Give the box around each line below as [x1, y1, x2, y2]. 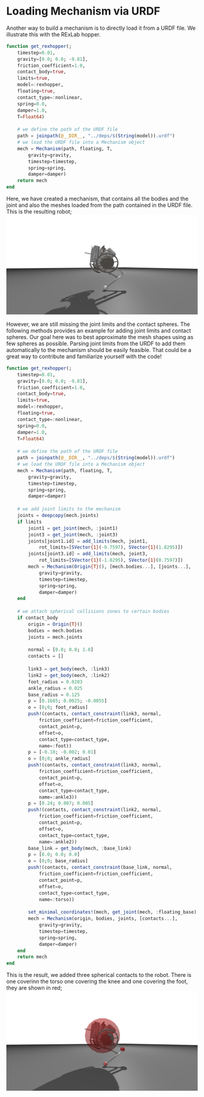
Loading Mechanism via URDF [6, 4, 161, 18]
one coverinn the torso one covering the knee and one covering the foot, [6, 978, 188, 985]
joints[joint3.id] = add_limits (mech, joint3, [28, 551, 148, 557]
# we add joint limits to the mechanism [17, 506, 121, 512]
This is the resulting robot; [6, 208, 72, 215]
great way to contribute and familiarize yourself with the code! [6, 353, 162, 360]
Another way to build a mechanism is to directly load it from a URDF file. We [6, 24, 196, 32]
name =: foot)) [38, 743, 72, 749]
